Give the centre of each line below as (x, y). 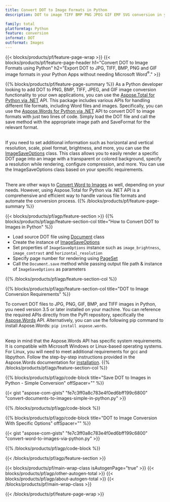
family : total (20, 24)
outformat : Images (25, 43)
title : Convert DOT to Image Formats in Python (56, 10)
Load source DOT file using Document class (58, 237)
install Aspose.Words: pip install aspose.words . (56, 325)
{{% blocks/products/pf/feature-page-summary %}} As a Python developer (84, 84)
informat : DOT (20, 38)
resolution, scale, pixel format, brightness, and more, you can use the (77, 148)
